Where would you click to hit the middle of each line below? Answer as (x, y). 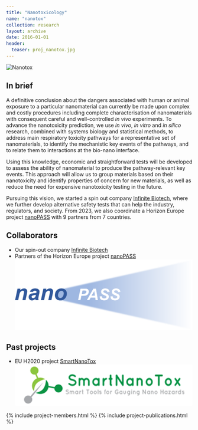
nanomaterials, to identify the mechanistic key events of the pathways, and (98, 144)
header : (16, 44)
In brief (20, 86)
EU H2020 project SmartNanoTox (55, 361)
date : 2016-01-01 (27, 37)
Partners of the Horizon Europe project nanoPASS (75, 256)
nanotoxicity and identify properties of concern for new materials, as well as (99, 180)
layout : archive (26, 31)
